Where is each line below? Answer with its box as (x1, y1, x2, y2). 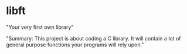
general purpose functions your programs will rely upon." (6, 41, 144, 48)
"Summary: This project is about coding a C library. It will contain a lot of (6, 35, 181, 42)
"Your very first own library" (6, 23, 74, 31)
